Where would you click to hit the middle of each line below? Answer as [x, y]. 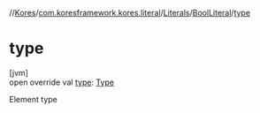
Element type [33, 99]
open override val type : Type [62, 82]
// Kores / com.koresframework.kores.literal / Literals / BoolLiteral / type [130, 13]
